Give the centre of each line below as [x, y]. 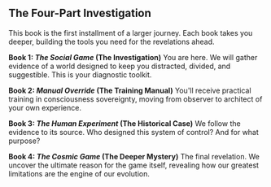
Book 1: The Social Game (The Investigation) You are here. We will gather [133, 57]
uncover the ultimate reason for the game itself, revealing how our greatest [133, 165]
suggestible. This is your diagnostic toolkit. [80, 74]
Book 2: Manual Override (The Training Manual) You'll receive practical [130, 90]
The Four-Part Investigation [80, 13]
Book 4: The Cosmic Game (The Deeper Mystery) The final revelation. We [134, 156]
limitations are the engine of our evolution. [79, 173]
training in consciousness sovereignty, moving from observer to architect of [135, 99]
